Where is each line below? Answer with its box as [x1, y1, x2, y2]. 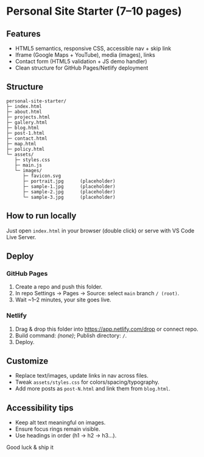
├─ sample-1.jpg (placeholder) [22, 183, 116, 190]
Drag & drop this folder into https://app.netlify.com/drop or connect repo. [15, 325, 199, 333]
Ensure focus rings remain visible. [15, 425, 100, 433]
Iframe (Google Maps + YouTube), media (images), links [15, 51, 155, 59]
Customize [6, 356, 49, 366]
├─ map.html [6, 140, 37, 147]
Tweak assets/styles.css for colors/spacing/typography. [15, 378, 160, 386]
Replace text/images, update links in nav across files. [15, 372, 149, 380]
